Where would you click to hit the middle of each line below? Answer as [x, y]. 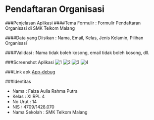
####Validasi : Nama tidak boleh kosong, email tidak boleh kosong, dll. [77, 53]
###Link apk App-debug [30, 72]
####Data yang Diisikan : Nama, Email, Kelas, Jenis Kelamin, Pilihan [74, 38]
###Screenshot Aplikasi [30, 62]
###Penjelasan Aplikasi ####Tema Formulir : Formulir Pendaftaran [73, 23]
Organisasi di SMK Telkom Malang [40, 28]
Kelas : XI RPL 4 [28, 96]
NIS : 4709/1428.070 [33, 107]
